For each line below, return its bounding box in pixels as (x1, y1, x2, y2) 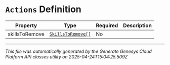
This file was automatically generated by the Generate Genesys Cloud (5, 48, 152, 54)
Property (15, 22, 37, 29)
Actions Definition (5, 4, 82, 15)
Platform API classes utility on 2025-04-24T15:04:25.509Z (5, 53, 128, 59)
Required (96, 22, 118, 29)
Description (123, 22, 152, 29)
